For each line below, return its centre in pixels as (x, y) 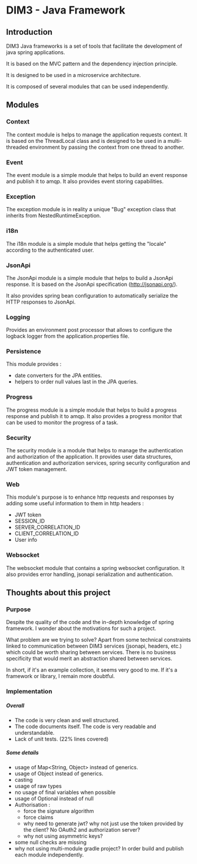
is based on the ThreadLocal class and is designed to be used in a (86, 141)
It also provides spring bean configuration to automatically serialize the (92, 295)
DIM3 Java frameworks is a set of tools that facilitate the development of (94, 46)
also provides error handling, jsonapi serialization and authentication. (90, 574)
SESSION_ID (30, 521)
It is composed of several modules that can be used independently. (88, 86)
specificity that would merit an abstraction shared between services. (89, 659)
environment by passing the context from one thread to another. (107, 147)
